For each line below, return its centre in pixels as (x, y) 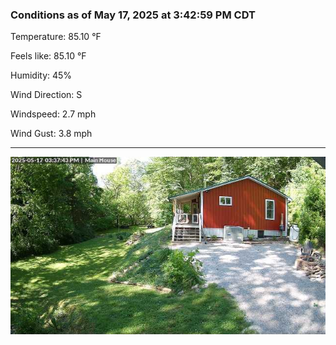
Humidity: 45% (41, 75)
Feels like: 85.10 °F (48, 56)
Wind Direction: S (46, 95)
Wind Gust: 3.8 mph (51, 134)
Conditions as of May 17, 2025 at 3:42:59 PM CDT (133, 15)
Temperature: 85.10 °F (56, 37)
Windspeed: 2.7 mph (53, 114)
